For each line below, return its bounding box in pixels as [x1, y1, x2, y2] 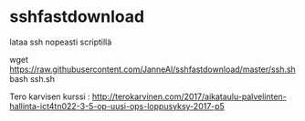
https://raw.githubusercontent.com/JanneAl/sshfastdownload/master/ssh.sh [9, 64, 297, 75]
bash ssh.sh [9, 73, 55, 84]
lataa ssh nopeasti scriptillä [9, 36, 112, 47]
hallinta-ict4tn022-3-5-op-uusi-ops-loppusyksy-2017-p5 [9, 100, 226, 111]
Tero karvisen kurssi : [9, 91, 90, 102]
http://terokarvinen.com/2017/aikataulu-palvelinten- [91, 91, 288, 102]
